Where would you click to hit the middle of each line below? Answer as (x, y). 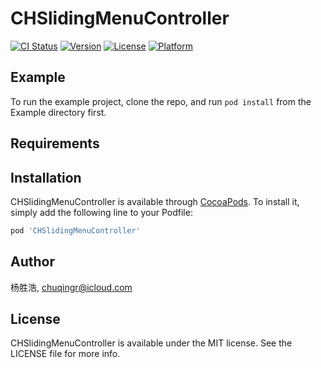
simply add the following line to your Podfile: (101, 212)
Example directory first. (58, 112)
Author (32, 262)
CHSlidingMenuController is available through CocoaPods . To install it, (155, 201)
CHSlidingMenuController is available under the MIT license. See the (151, 343)
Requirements (55, 143)
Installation (46, 177)
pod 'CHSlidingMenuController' (75, 230)
